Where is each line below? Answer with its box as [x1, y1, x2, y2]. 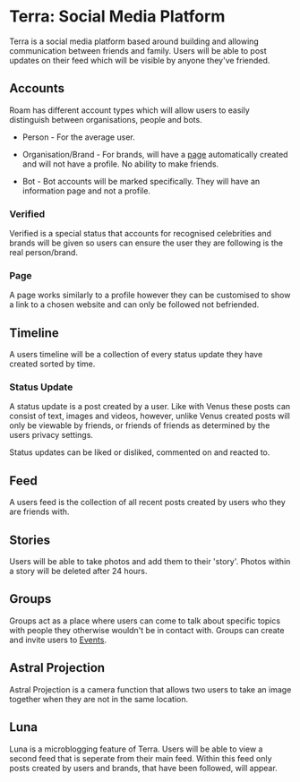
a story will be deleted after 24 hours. [9, 566, 148, 577]
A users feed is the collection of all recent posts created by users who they [9, 497, 287, 508]
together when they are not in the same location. [9, 693, 189, 704]
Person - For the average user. [21, 132, 136, 142]
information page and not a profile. [21, 185, 150, 196]
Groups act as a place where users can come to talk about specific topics [9, 615, 280, 626]
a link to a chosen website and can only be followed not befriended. [9, 299, 260, 310]
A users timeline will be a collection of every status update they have [9, 349, 263, 360]
